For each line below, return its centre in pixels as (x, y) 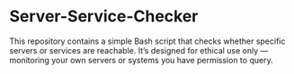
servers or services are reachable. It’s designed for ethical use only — (139, 50)
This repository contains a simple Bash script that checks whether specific (147, 41)
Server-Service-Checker (104, 16)
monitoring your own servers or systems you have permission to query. (141, 60)
